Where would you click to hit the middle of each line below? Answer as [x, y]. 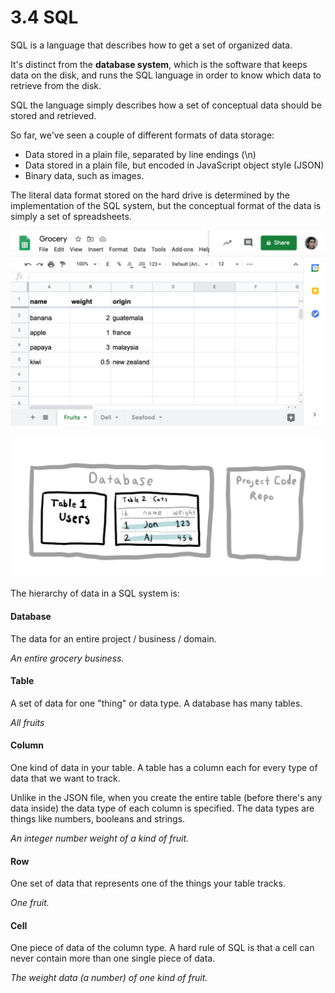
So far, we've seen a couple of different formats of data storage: [142, 135]
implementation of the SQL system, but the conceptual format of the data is [166, 205]
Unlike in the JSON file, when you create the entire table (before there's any [166, 797]
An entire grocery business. [67, 658]
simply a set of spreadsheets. [71, 216]
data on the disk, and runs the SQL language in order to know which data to [166, 75]
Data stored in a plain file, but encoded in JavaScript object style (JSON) [174, 165]
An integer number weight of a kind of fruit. [100, 838]
